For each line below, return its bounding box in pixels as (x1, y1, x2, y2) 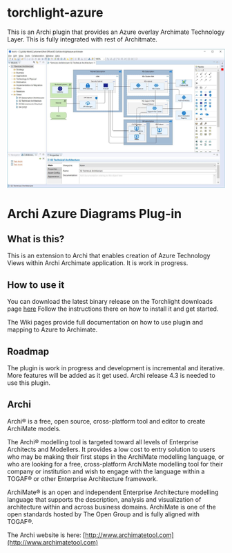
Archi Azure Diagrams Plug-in (7, 206, 182, 221)
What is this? (7, 233, 65, 245)
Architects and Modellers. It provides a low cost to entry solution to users (7, 445, 215, 453)
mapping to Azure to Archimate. (7, 325, 98, 334)
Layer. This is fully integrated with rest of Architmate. (7, 35, 157, 43)
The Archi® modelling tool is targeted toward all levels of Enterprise (7, 437, 199, 446)
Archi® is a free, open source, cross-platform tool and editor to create (7, 417, 206, 425)
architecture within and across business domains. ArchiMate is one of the (7, 502, 216, 511)
